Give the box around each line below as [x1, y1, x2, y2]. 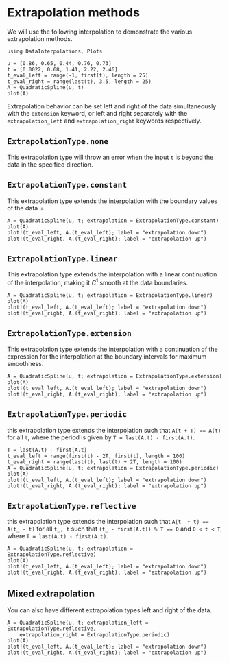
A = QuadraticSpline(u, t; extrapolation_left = [7, 619, 149, 627]
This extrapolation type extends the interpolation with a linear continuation [7, 270, 217, 278]
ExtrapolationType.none [7, 136, 109, 147]
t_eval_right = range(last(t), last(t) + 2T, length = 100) [7, 458, 183, 466]
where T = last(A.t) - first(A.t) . [7, 532, 108, 540]
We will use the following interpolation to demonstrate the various [7, 27, 193, 36]
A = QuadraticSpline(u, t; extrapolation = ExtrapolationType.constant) [7, 217, 219, 224]
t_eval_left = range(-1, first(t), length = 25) [7, 72, 149, 79]
